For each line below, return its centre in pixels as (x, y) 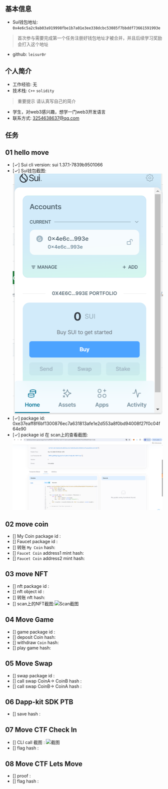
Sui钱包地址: (25, 22)
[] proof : (21, 775)
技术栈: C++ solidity (33, 90)
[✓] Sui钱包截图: (29, 170)
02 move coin (27, 524)
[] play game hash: (32, 648)
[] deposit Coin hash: (34, 637)
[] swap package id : (33, 675)
